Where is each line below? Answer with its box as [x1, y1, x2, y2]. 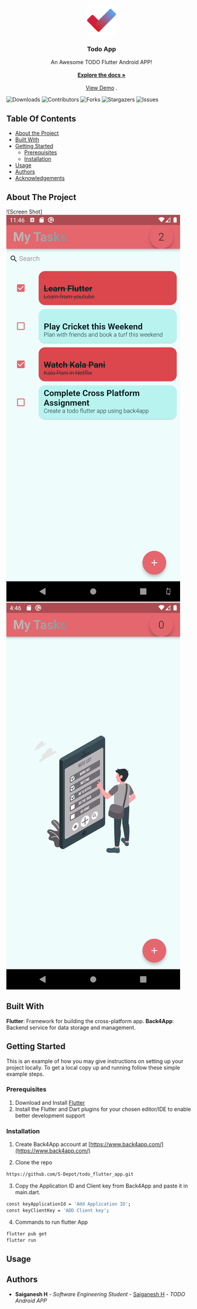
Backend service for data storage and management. [6, 1024, 136, 1031]
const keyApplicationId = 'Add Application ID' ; [6, 1201, 131, 1207]
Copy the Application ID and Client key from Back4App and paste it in [15, 1182, 189, 1189]
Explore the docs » [77, 71, 126, 79]
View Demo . [85, 84, 118, 92]
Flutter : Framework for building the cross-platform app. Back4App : [6, 1017, 174, 1024]
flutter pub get [6, 1230, 47, 1237]
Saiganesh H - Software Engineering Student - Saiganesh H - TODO [15, 1290, 186, 1298]
